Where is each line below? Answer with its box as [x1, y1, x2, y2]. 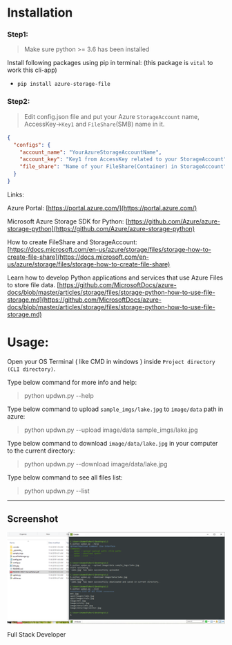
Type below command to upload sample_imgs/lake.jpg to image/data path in [7, 405, 224, 413]
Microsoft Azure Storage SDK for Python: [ [7, 217, 128, 226]
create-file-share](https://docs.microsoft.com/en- [7, 253, 150, 261]
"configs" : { [13, 141, 51, 148]
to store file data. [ [7, 280, 60, 289]
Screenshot [7, 514, 59, 525]
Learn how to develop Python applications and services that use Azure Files [7, 273, 223, 282]
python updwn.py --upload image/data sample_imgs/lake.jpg [23, 426, 198, 434]
